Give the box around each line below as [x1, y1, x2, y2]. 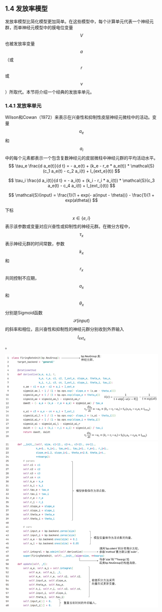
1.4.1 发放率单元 [5, 102, 42, 109]
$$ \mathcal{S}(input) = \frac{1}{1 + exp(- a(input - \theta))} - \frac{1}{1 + [8, 192, 155, 198]
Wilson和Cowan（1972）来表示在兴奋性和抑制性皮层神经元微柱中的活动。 [5, 114, 153, 120]
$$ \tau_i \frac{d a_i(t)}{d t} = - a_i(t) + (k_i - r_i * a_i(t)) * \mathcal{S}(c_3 [8, 177, 155, 183]
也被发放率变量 [5, 40, 35, 46]
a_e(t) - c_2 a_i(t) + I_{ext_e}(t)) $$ [51, 168, 120, 174]
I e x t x [77, 334, 86, 342]
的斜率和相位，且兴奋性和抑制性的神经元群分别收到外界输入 [5, 326, 124, 332]
